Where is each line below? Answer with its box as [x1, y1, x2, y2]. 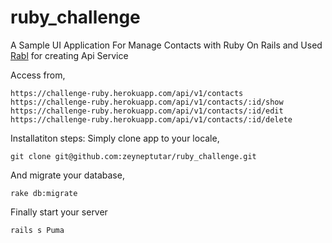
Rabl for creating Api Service [10, 49, 129, 61]
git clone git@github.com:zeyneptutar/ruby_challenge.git [10, 151, 257, 161]
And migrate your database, [10, 169, 125, 181]
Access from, [10, 69, 66, 81]
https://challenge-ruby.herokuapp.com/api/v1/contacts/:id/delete [10, 114, 293, 125]
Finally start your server [10, 206, 108, 218]
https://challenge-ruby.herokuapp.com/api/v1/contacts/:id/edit [10, 106, 284, 116]
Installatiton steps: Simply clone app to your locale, [10, 132, 220, 144]
